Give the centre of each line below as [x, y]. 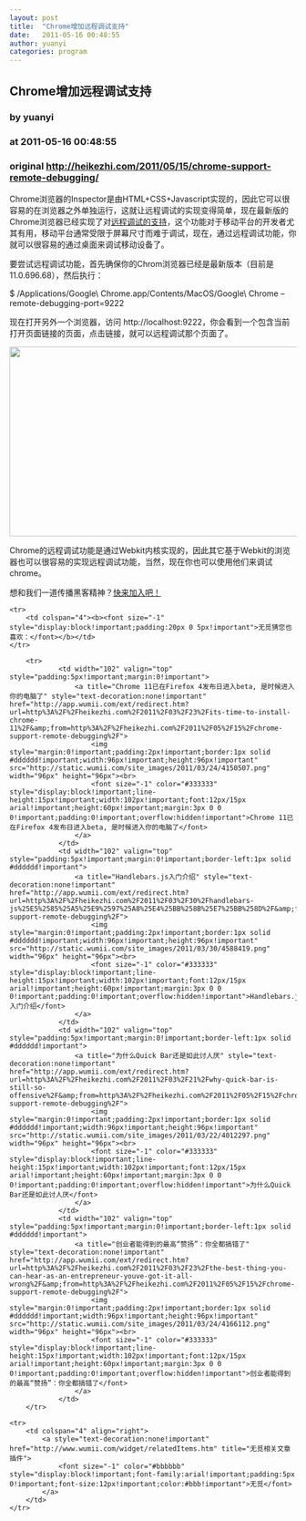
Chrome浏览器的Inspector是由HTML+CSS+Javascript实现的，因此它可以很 [150, 199]
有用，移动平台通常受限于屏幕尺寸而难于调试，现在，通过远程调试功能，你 [157, 232]
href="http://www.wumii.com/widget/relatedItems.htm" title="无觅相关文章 [150, 1449]
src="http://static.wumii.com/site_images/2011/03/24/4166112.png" [140, 1324]
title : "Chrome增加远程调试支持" [69, 26]
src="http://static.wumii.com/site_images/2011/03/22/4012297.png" [140, 1136]
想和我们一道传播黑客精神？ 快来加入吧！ [85, 592]
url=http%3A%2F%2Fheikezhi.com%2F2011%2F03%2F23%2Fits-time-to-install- [150, 712]
